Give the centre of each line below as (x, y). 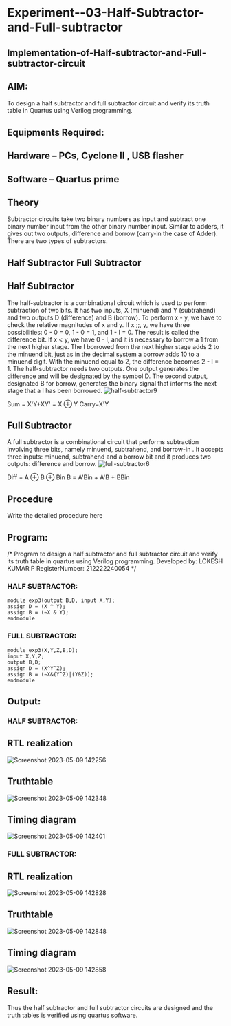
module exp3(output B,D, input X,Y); (61, 600)
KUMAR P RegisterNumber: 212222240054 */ (72, 569)
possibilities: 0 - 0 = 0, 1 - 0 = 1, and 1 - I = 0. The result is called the (103, 332)
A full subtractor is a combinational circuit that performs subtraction (103, 442)
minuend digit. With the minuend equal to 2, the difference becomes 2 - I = (113, 361)
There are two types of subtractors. (57, 241)
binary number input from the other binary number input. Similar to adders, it (115, 227)
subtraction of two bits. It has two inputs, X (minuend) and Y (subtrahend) (112, 310)
